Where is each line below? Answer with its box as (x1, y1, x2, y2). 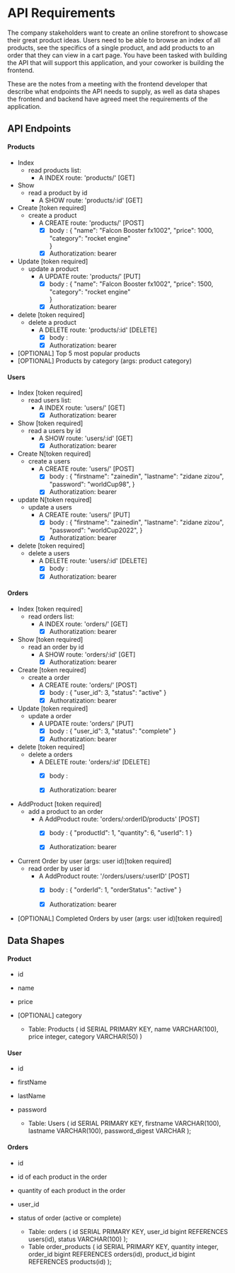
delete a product (28, 318, 76, 326)
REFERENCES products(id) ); (28, 1257, 112, 1266)
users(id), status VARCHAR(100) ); (28, 1235, 128, 1243)
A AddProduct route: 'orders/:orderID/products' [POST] (38, 815, 200, 824)
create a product (28, 211, 77, 219)
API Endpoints (7, 122, 71, 135)
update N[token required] (17, 495, 92, 504)
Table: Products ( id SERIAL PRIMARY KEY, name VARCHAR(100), (28, 1025, 219, 1034)
